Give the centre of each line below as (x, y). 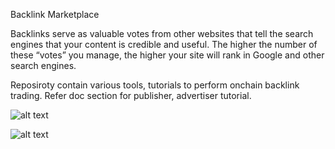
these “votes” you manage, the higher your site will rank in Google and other (167, 55)
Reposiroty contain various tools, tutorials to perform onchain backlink (155, 85)
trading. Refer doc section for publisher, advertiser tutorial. (131, 95)
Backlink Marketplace (55, 14)
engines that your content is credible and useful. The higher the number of (164, 44)
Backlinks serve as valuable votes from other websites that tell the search (162, 33)
